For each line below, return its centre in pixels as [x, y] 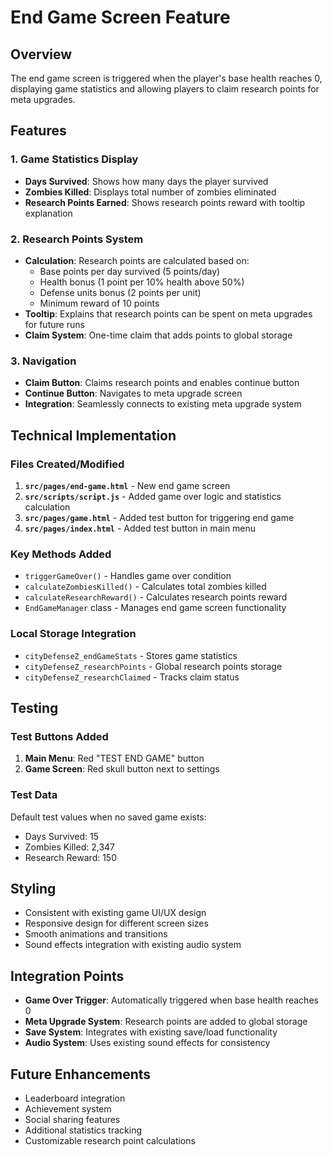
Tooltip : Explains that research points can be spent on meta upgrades [168, 313]
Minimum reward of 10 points [99, 303]
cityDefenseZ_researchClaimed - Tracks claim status [132, 677]
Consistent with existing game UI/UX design [115, 913]
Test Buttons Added [59, 736]
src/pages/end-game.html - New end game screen [127, 485]
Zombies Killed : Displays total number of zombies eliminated [150, 192]
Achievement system [68, 1108]
